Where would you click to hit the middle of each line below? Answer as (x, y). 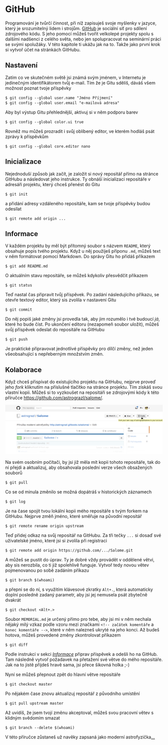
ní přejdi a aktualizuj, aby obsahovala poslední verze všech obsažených (79, 467)
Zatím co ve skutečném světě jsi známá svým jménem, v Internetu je (75, 77)
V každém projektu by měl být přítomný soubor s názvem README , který (78, 246)
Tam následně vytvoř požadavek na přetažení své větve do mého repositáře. (84, 659)
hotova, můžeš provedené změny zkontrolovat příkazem (63, 635)
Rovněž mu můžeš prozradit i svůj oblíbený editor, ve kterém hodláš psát (80, 131)
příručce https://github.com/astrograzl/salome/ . (54, 398)
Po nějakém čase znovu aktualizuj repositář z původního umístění (72, 693)
